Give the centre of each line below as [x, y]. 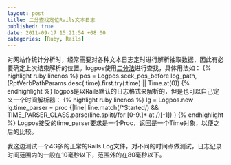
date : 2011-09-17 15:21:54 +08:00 [57, 33]
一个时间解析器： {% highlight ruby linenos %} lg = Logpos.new [103, 100]
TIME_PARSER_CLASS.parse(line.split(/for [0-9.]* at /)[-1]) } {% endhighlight [115, 115]
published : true [30, 26]
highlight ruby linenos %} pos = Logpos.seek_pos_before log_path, [102, 76]
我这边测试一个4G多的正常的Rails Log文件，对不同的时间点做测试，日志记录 [114, 146]
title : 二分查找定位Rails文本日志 [51, 20]
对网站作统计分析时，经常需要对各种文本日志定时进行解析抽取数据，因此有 [112, 60]
